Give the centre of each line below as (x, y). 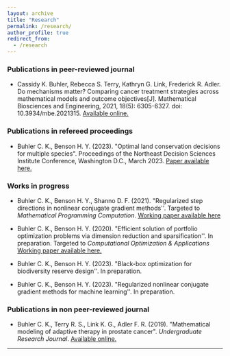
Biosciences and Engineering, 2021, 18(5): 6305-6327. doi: (100, 106)
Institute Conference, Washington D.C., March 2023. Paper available (113, 161)
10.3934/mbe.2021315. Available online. (73, 113)
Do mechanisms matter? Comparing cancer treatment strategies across (118, 92)
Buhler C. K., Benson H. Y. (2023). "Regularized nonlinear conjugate (113, 284)
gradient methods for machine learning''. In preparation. (96, 292)
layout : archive (30, 13)
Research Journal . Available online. (67, 339)
